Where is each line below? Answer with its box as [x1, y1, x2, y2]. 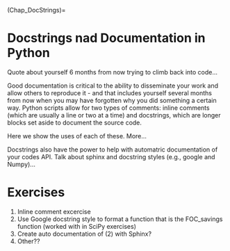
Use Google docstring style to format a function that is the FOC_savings [17, 215, 223, 223]
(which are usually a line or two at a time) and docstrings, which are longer [7, 111, 221, 119]
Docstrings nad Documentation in [7, 31, 206, 46]
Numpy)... [7, 160, 36, 168]
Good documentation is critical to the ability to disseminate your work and [7, 81, 219, 90]
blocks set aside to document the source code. [7, 118, 142, 127]
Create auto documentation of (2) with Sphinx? [17, 229, 151, 238]
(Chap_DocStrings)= [7, 6, 66, 14]
